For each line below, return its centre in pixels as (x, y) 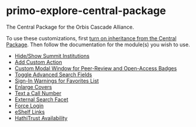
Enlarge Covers (33, 87)
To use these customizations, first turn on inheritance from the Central (91, 38)
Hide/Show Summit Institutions (52, 56)
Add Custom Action (38, 62)
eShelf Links (30, 112)
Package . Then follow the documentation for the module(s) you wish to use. (98, 44)
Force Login (29, 105)
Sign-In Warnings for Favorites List (57, 81)
